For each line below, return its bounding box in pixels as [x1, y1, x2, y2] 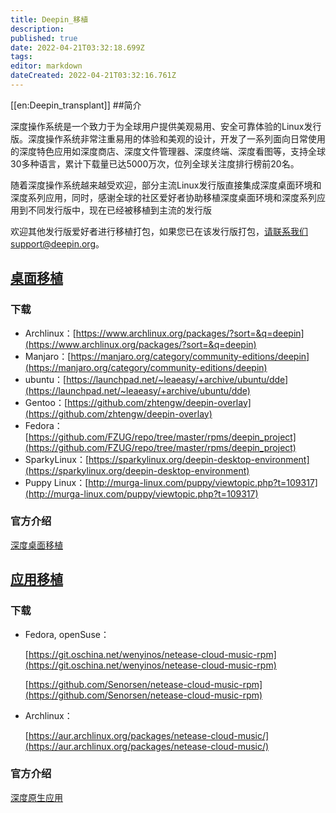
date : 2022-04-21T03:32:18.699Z [10, 42, 145, 53]
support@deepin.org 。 [10, 237, 105, 250]
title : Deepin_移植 [10, 14, 89, 25]
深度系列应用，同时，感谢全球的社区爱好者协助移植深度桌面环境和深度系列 [10, 191, 317, 203]
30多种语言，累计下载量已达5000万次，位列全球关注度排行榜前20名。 [10, 157, 300, 170]
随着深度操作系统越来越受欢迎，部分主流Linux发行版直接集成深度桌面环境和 [10, 179, 322, 191]
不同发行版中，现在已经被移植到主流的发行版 [27, 204, 212, 216]
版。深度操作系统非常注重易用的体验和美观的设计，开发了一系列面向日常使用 [10, 132, 326, 145]
